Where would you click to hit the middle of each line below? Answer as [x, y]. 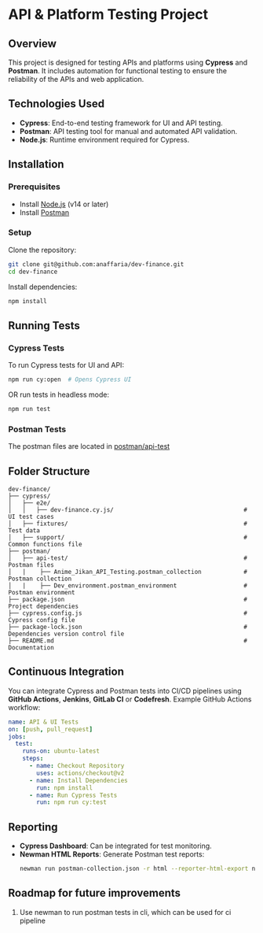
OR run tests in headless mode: [59, 394]
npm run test [29, 409]
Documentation [31, 647]
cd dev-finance [33, 272]
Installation [36, 164]
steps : [33, 759]
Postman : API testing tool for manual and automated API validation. [128, 131]
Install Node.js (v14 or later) [64, 204]
